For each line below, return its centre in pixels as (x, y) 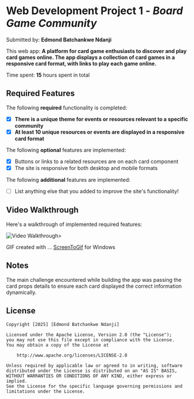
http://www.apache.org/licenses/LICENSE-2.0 (72, 355)
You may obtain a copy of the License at (58, 345)
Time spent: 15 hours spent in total (48, 75)
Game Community (51, 23)
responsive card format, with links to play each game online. (81, 64)
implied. (17, 381)
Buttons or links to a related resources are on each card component (96, 161)
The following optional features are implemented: (66, 150)
